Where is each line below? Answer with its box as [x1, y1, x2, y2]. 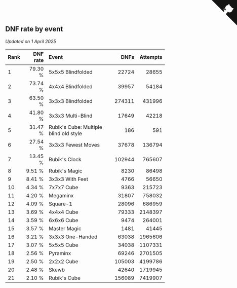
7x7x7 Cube [49, 184, 78, 191]
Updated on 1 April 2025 [5, 38, 57, 44]
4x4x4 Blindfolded [49, 83, 93, 90]
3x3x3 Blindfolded [49, 97, 93, 104]
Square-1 [49, 200, 72, 207]
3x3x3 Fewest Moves [49, 141, 100, 148]
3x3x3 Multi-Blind [49, 112, 93, 119]
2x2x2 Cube [49, 258, 78, 265]
